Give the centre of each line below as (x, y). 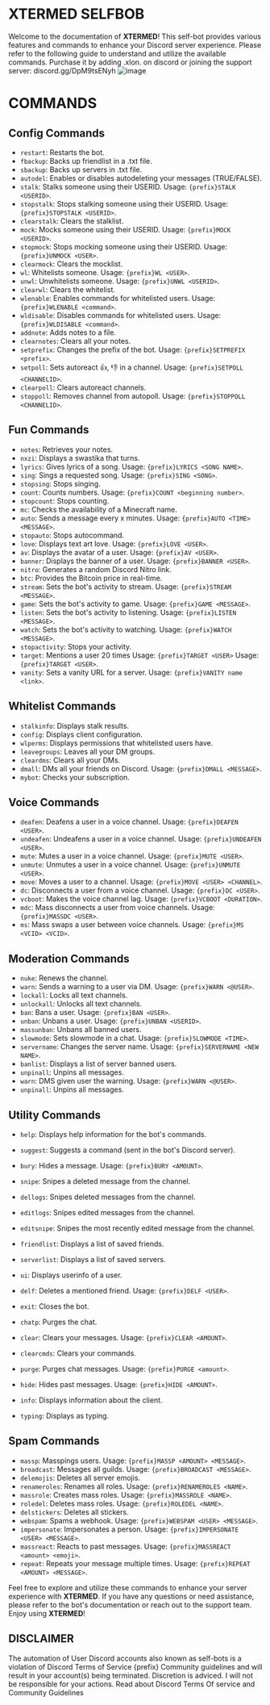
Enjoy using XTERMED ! (47, 1613)
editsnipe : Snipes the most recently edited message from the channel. (137, 1228)
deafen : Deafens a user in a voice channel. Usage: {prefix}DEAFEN (129, 822)
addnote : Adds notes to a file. (68, 332)
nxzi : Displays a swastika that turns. (80, 458)
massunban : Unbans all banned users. (81, 1030)
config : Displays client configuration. (81, 734)
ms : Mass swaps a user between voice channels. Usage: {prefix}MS (132, 925)
